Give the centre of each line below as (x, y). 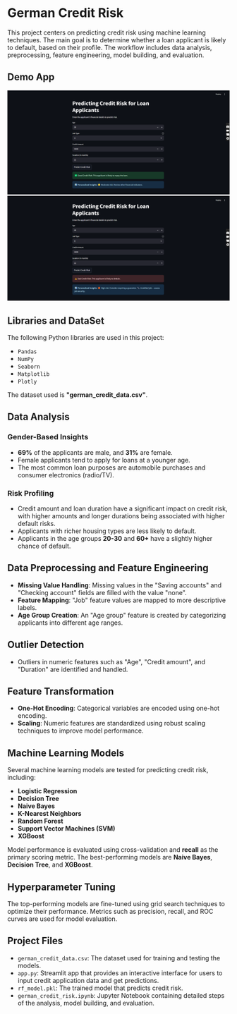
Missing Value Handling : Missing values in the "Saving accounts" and (120, 585)
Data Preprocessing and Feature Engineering (108, 568)
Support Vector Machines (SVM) (66, 829)
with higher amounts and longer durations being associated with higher (121, 516)
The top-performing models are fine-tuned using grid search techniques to (116, 904)
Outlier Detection (46, 645)
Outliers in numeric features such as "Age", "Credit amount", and (111, 661)
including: (22, 778)
